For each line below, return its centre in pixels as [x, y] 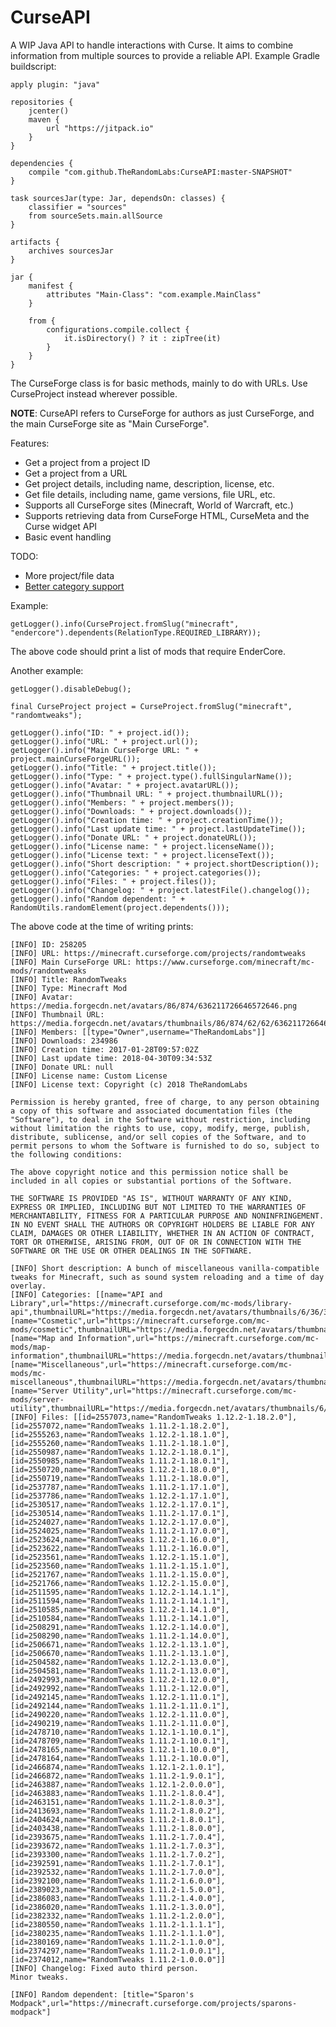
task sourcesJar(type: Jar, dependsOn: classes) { [118, 198]
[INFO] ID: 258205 [48, 944]
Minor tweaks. [40, 1977]
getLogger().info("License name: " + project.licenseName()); [142, 846]
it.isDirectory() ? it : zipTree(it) [142, 338]
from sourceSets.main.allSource [95, 216]
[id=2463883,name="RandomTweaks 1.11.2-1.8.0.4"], [118, 1793]
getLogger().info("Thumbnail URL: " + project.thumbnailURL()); [147, 794]
